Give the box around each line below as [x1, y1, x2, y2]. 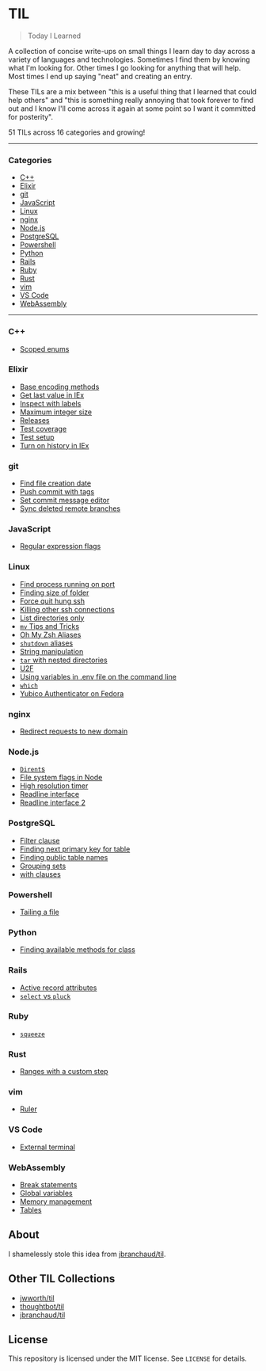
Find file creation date [19, 478, 92, 488]
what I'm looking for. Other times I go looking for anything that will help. [8, 63, 241, 72]
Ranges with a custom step [19, 1067, 108, 1076]
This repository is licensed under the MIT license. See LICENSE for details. [8, 1354, 247, 1363]
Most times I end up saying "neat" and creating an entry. [8, 71, 192, 81]
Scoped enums [19, 344, 70, 353]
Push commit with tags [19, 487, 95, 497]
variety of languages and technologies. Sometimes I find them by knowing [8, 55, 251, 64]
